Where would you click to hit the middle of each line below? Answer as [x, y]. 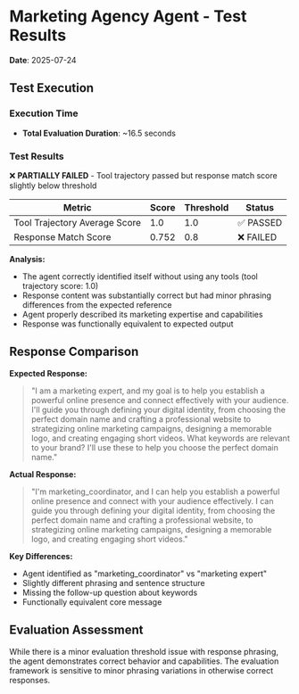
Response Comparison [74, 352]
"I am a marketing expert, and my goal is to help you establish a [148, 391]
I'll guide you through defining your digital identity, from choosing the [158, 409]
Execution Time [44, 113]
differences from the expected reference [97, 304]
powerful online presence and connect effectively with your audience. [160, 400]
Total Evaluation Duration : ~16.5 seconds [99, 133]
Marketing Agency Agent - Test [128, 17]
